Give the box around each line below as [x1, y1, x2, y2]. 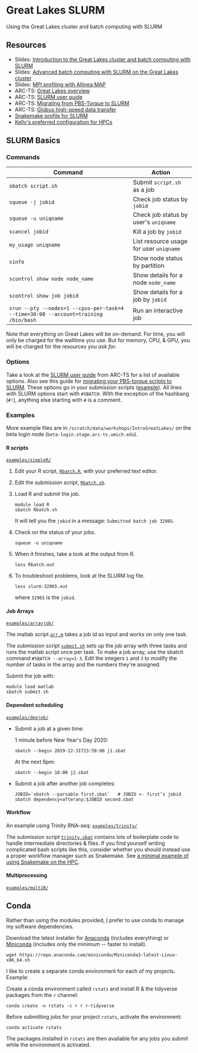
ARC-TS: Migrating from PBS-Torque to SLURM [14, 100, 130, 107]
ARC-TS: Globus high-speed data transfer [14, 106, 117, 113]
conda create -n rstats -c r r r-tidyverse [6, 1003, 115, 1009]
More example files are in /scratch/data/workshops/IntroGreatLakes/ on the [6, 425, 192, 432]
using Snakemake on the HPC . [6, 858, 80, 866]
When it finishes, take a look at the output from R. [14, 551, 135, 558]
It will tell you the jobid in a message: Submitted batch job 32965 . [14, 517, 175, 525]
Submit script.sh [133, 178, 181, 186]
